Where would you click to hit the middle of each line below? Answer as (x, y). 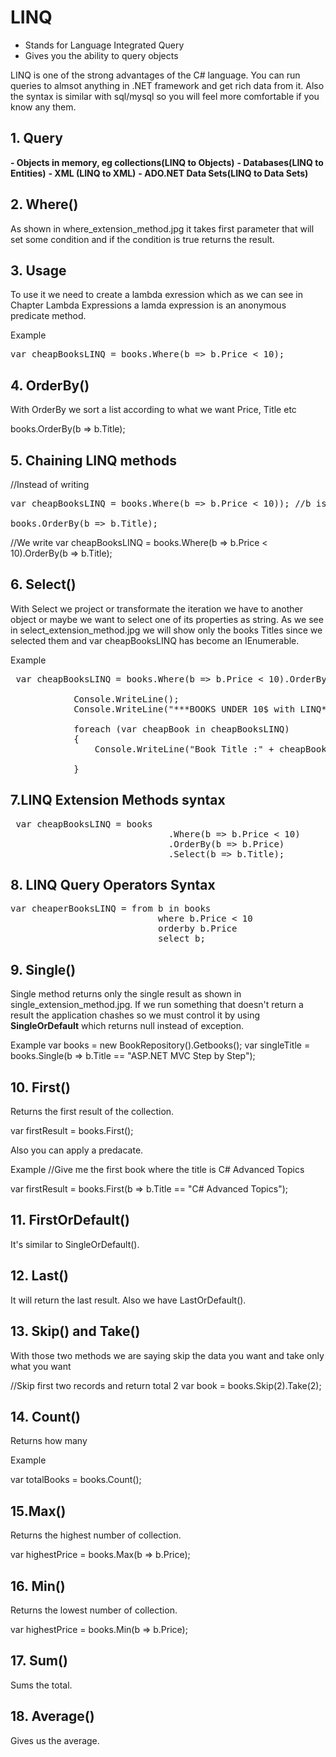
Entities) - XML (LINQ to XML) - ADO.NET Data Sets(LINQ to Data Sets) (159, 173)
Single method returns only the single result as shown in (126, 994)
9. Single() (43, 969)
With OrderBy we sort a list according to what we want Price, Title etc (153, 410)
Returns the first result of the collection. (92, 1112)
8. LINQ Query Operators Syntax (113, 885)
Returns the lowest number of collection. (94, 1610)
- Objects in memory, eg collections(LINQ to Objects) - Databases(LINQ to (167, 162)
